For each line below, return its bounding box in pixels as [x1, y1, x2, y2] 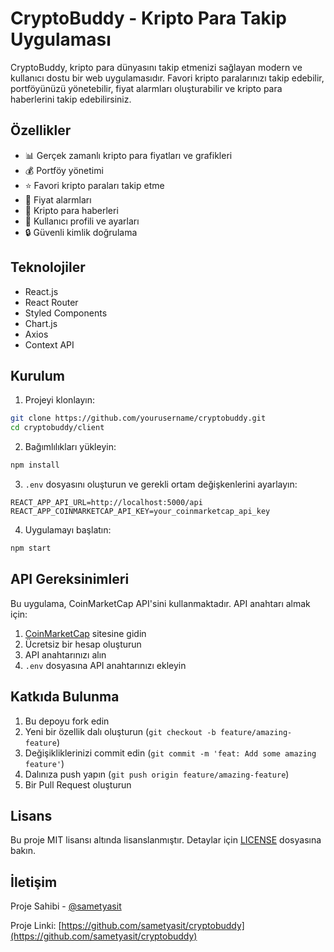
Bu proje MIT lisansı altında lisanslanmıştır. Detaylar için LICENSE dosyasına [10, 834, 322, 846]
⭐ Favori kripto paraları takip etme [24, 179, 165, 191]
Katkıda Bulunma [10, 688, 120, 706]
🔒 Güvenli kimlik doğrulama [24, 226, 138, 238]
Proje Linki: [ [10, 920, 62, 932]
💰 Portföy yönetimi [24, 164, 104, 176]
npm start [10, 543, 52, 553]
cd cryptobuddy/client [10, 423, 105, 433]
